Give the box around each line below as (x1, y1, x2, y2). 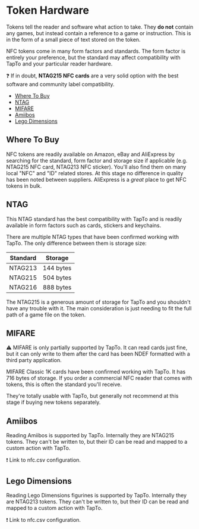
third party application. (6, 357, 62, 364)
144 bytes (42, 263, 72, 272)
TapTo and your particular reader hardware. (6, 60, 113, 67)
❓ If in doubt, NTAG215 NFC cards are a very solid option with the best (6, 72, 179, 79)
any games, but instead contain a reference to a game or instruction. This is (6, 29, 191, 36)
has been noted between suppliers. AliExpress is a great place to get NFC (6, 176, 187, 183)
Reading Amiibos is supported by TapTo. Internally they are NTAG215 (6, 432, 175, 439)
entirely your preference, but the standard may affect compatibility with (6, 54, 181, 61)
